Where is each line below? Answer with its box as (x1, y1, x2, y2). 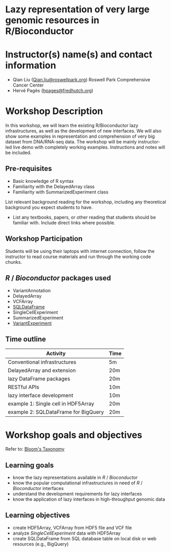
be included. (5, 150, 32, 156)
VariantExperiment (12, 320, 52, 326)
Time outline (5, 334, 46, 344)
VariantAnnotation (12, 287, 51, 293)
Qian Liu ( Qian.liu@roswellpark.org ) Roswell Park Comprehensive (12, 77, 151, 83)
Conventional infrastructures (8, 358, 77, 366)
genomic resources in (5, 14, 100, 26)
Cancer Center (12, 82, 44, 88)
